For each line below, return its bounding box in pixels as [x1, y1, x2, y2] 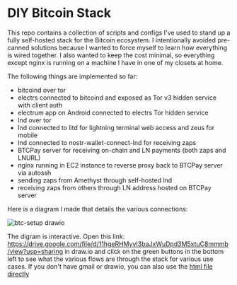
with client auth [17, 100, 63, 109]
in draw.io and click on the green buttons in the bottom [64, 247, 224, 255]
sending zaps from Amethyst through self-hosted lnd [17, 175, 173, 185]
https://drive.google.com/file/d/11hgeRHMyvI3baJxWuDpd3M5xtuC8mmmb [7, 239, 229, 248]
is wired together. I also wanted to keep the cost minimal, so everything [7, 51, 215, 59]
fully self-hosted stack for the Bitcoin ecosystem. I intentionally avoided [7, 35, 216, 44]
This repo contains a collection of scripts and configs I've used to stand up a [7, 28, 231, 37]
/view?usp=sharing [7, 247, 64, 255]
